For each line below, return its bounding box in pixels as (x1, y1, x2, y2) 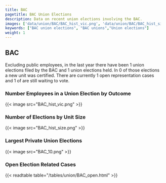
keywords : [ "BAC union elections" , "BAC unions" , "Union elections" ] (5, 26, 149, 31)
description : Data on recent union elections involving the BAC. (5, 16, 142, 21)
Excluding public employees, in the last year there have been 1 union (5, 61, 144, 67)
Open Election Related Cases (5, 161, 76, 168)
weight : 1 (5, 30, 26, 35)
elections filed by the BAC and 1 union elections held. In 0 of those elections (5, 67, 160, 73)
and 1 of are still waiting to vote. (5, 77, 70, 83)
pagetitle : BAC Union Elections (5, 12, 72, 17)
